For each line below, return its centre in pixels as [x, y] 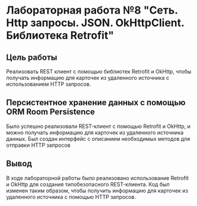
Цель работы [32, 57]
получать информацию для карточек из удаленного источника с [88, 78]
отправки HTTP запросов [38, 145]
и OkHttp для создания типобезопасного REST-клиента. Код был [88, 184]
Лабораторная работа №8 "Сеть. [92, 10]
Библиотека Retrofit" [60, 36]
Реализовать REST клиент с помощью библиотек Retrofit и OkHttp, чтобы [99, 71]
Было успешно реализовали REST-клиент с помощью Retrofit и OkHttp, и [98, 126]
